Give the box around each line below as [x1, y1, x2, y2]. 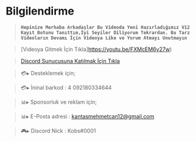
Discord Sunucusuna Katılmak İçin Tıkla [20, 57, 120, 64]
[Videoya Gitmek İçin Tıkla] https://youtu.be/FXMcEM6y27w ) [20, 46, 172, 53]
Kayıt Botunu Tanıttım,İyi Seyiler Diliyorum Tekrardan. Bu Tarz [20, 29, 190, 36]
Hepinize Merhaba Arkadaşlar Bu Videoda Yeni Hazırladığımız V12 [20, 24, 190, 30]
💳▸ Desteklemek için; [20, 69, 75, 76]
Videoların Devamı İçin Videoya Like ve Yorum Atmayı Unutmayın [20, 35, 187, 41]
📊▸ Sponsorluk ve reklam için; [20, 98, 97, 106]
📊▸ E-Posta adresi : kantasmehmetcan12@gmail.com [20, 112, 155, 120]
